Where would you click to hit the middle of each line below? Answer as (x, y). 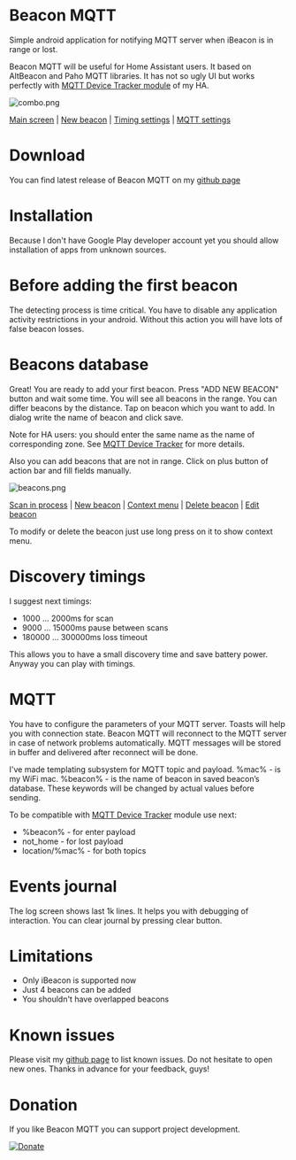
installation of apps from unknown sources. (88, 250)
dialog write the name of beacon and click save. (96, 417)
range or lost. (34, 49)
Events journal (63, 886)
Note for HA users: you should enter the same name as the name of (132, 434)
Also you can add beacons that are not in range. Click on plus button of (139, 460)
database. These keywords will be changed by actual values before (132, 788)
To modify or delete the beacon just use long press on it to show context (141, 531)
